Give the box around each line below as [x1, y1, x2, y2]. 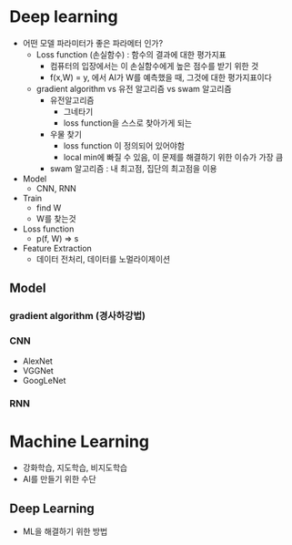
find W [35, 202, 62, 213]
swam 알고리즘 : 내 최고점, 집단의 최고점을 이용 [49, 162, 217, 174]
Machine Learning [9, 431, 150, 452]
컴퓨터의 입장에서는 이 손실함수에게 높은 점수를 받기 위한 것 [49, 60, 259, 71]
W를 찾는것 [35, 212, 76, 224]
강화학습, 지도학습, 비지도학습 [22, 462, 128, 473]
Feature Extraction [22, 242, 93, 253]
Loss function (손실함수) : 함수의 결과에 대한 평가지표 [35, 48, 227, 60]
